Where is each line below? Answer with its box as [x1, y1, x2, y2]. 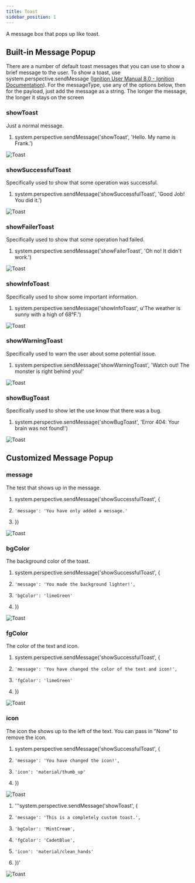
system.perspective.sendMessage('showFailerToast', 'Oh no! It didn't [14, 247, 182, 254]
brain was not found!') [14, 425, 69, 432]
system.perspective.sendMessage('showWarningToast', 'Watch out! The [14, 361, 190, 368]
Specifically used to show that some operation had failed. [6, 236, 145, 243]
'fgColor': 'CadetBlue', [14, 837, 76, 843]
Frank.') [14, 139, 33, 147]
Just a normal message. [6, 122, 64, 129]
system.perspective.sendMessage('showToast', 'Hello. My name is [14, 133, 176, 140]
